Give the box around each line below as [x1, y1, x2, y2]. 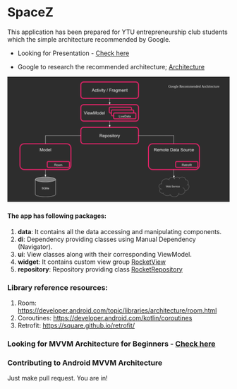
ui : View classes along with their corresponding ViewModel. [17, 250, 192, 258]
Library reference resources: [7, 282, 108, 292]
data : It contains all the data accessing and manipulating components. [17, 227, 222, 236]
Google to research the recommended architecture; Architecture [17, 62, 205, 71]
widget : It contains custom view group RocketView [17, 257, 166, 266]
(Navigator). [17, 242, 53, 251]
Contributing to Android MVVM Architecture [7, 358, 163, 368]
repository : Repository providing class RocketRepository [17, 265, 183, 273]
